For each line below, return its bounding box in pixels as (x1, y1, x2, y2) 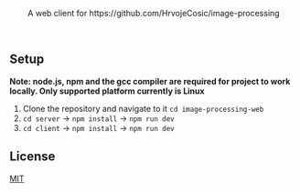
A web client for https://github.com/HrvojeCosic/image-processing (27, 8, 281, 18)
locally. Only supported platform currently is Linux (9, 86, 205, 96)
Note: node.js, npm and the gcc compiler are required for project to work (9, 76, 291, 86)
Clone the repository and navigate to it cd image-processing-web (22, 103, 264, 114)
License (9, 149, 56, 165)
